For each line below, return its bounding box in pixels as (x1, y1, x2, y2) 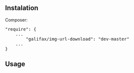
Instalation (5, 4, 38, 12)
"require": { (5, 26, 37, 32)
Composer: (5, 17, 28, 23)
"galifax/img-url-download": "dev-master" (26, 36, 130, 42)
